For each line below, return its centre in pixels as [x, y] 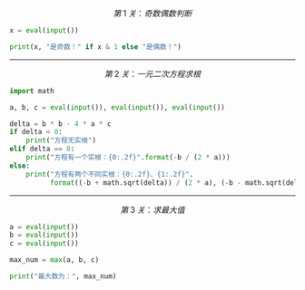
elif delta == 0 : [42, 149]
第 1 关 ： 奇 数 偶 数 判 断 [152, 13]
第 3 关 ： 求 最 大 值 [152, 209]
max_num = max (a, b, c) [54, 260]
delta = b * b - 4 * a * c [60, 124]
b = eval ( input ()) [44, 235]
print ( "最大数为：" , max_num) [63, 276]
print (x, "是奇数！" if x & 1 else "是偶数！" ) [95, 47]
